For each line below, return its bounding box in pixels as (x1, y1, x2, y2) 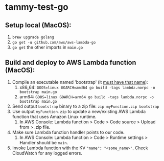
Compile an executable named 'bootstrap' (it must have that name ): (12, 79, 148, 85)
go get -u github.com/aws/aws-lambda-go (12, 40, 96, 45)
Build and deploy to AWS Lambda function (5, 58, 136, 67)
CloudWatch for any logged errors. (12, 150, 82, 156)
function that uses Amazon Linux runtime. (12, 114, 97, 119)
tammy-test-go (5, 1, 69, 13)
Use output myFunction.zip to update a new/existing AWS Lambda (12, 108, 146, 114)
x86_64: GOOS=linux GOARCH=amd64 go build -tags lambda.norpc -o (19, 84, 155, 90)
